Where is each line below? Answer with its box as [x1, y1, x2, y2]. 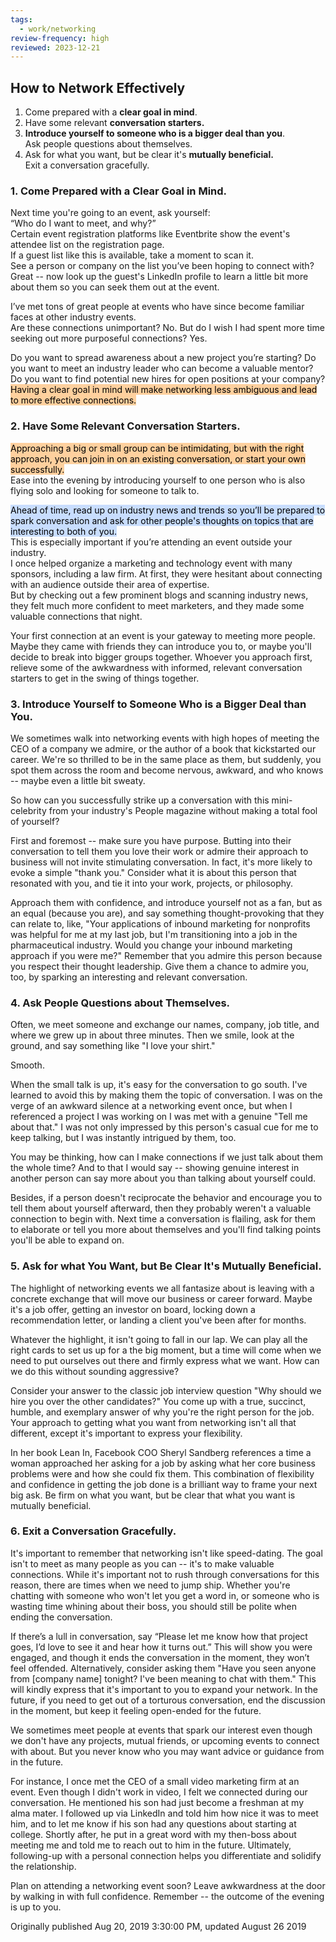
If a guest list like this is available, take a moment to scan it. [10, 249, 254, 261]
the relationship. [10, 1860, 77, 1872]
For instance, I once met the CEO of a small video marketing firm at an [10, 1775, 300, 1787]
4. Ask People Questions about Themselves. [10, 996, 231, 1010]
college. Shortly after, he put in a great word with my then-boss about [10, 1828, 297, 1840]
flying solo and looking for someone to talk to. [10, 484, 200, 496]
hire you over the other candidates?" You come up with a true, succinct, [10, 1395, 307, 1407]
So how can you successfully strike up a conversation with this [10, 794, 270, 806]
